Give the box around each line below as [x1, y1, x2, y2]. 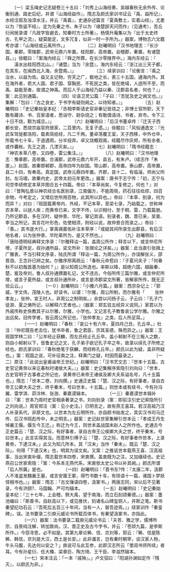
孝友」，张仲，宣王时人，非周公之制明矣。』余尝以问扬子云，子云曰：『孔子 [5, 296, 158, 301]
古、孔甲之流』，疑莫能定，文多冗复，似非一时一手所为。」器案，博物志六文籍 [5, 36, 165, 42]
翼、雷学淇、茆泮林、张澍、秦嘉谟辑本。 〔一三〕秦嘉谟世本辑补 [5, 390, 156, 396]
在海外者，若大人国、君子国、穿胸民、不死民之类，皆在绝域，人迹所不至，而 [5, 80, 165, 86]
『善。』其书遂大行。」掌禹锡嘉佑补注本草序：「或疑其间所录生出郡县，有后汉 [5, 226, 163, 232]
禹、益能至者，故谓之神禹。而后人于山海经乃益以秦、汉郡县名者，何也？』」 [5, 87, 163, 93]
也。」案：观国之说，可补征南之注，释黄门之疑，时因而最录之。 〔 [5, 352, 158, 358]
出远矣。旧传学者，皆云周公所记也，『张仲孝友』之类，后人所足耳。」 [5, 314, 147, 320]
